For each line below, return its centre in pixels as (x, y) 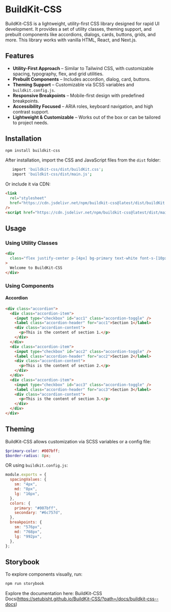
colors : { (20, 503)
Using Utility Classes (32, 243)
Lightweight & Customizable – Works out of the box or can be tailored (87, 117)
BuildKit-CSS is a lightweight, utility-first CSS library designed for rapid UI (82, 24)
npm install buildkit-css (33, 150)
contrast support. (31, 111)
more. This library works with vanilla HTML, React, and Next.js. (71, 40)
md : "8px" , (26, 489)
